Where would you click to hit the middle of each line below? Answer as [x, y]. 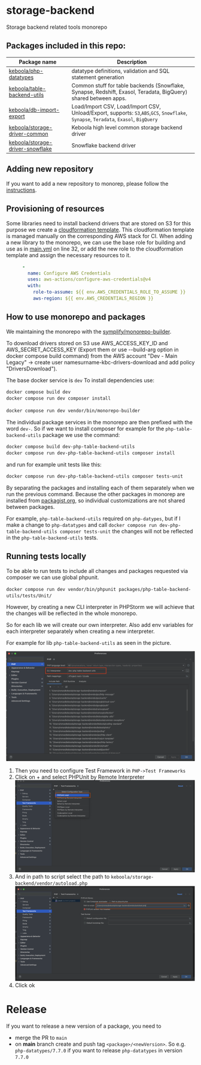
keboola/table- [27, 89]
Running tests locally [46, 556]
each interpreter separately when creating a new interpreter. [80, 631]
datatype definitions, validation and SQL [121, 71]
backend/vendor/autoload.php [51, 884]
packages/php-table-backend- [155, 589]
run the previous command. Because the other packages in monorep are [96, 494]
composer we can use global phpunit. [53, 577]
